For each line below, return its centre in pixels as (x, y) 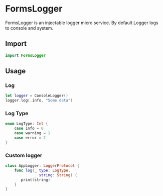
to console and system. (29, 28)
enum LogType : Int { (27, 124)
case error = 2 (30, 138)
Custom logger (24, 155)
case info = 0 (29, 129)
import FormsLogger (26, 55)
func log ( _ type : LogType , (42, 170)
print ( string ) (36, 180)
